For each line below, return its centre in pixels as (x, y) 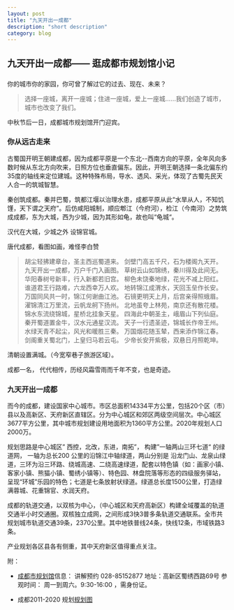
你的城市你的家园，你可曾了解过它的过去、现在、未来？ (87, 84)
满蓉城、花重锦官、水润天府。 (50, 491)
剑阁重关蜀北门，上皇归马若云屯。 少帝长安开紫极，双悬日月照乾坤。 (123, 340)
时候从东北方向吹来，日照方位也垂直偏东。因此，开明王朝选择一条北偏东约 (120, 167)
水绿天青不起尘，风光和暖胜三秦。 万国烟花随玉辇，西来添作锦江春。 (123, 331)
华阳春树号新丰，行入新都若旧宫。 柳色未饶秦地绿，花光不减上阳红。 (123, 278)
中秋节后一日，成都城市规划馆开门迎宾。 (65, 122)
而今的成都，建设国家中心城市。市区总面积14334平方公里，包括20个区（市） (116, 406)
